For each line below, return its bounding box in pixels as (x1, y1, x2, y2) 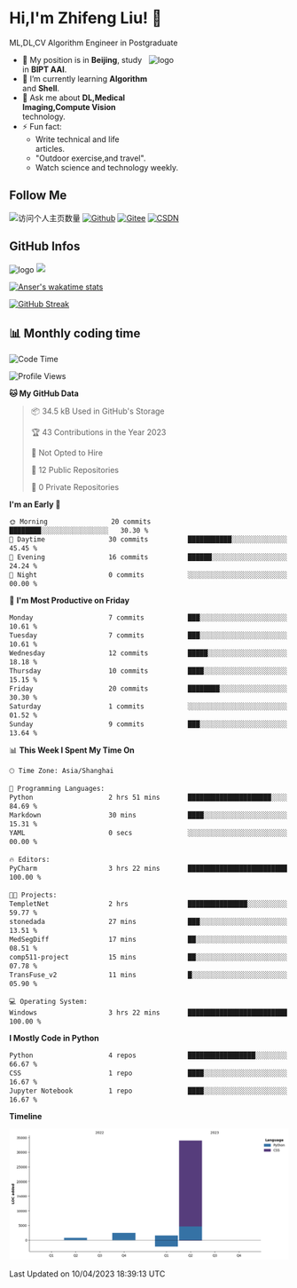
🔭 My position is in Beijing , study (21, 54, 143, 65)
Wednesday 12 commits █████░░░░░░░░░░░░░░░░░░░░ (9, 649, 288, 658)
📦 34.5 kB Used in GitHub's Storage (30, 406, 165, 416)
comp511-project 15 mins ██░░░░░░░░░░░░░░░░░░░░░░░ (9, 953, 288, 962)
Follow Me (9, 188, 67, 203)
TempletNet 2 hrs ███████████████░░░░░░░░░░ (9, 900, 288, 909)
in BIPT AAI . (21, 64, 67, 75)
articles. (35, 143, 65, 154)
